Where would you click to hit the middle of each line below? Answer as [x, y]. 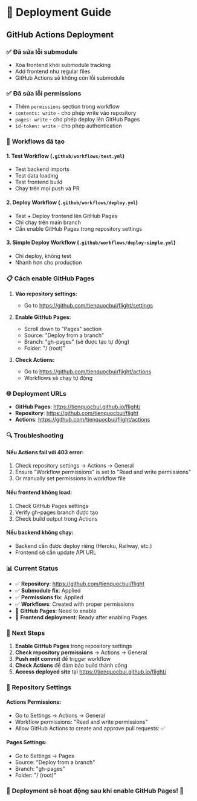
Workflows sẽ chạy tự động [58, 378]
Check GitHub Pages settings [52, 506]
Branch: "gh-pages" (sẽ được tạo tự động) [77, 342]
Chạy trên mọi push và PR [47, 188]
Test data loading [37, 176]
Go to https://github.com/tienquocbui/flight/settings [88, 305]
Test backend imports [42, 169]
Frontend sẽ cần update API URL [56, 552]
